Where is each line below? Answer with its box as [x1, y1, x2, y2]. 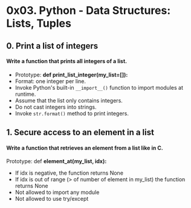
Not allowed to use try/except [15, 195, 89, 203]
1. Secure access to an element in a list [6, 127, 154, 138]
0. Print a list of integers [6, 41, 99, 51]
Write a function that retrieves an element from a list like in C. [6, 144, 163, 152]
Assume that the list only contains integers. [15, 96, 123, 104]
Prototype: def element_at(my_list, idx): [6, 158, 107, 165]
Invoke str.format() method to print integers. [15, 110, 129, 117]
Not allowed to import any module [15, 189, 100, 196]
